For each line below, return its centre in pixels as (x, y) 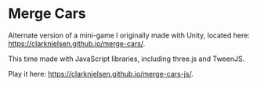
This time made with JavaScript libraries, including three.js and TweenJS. (127, 59)
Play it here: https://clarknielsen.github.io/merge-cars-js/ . (101, 73)
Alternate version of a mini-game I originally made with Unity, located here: (129, 35)
